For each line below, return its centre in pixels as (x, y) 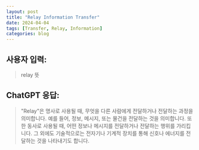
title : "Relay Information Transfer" (53, 17)
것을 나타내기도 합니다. (63, 140)
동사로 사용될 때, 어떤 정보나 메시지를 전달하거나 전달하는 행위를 (101, 126)
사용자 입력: (27, 59)
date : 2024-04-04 (28, 23)
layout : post (22, 12)
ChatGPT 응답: (33, 96)
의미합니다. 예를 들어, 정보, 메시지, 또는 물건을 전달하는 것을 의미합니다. (103, 118)
